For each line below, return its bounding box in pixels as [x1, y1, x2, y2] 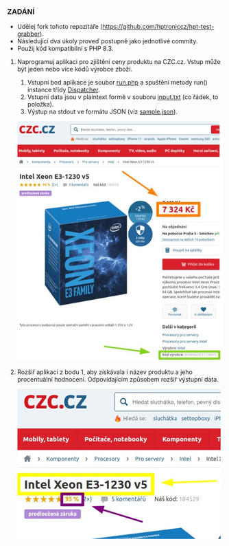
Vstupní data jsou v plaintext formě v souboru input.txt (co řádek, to [27, 93, 219, 101]
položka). [27, 100, 54, 109]
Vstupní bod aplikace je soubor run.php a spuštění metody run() [27, 78, 208, 87]
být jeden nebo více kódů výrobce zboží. [16, 65, 132, 74]
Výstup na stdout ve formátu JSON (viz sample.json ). [27, 107, 178, 116]
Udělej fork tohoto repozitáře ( [16, 23, 103, 31]
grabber [16, 30, 40, 38]
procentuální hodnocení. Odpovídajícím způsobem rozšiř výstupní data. [16, 375, 219, 384]
